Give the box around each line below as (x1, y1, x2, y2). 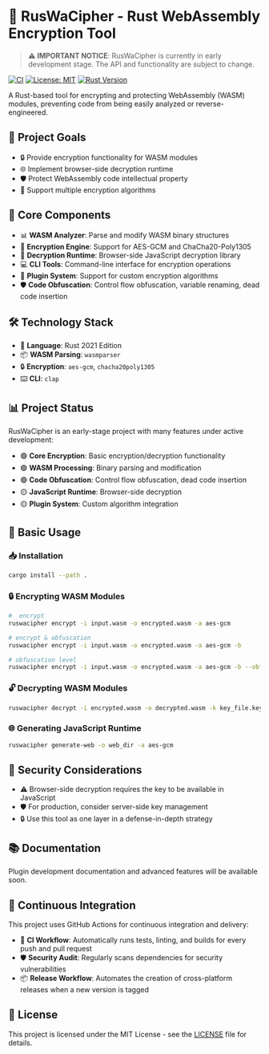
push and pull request (19, 944, 92, 954)
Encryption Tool (8, 24, 116, 43)
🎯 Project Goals (8, 131, 86, 144)
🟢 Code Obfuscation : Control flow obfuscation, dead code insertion (19, 475, 247, 484)
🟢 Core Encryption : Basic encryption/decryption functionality (19, 451, 226, 460)
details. (8, 1038, 33, 1048)
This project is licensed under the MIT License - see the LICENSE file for (8, 1029, 247, 1039)
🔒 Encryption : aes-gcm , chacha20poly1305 (19, 362, 155, 371)
